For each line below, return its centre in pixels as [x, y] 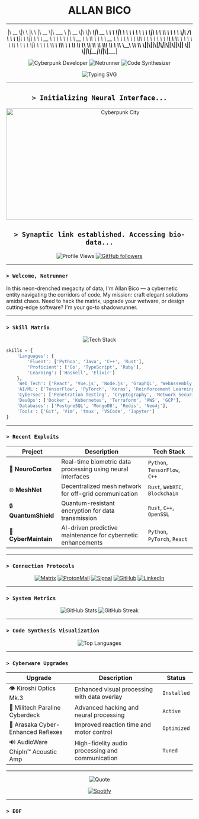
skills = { [20, 351]
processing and [96, 751]
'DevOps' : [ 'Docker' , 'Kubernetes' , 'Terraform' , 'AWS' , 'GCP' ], [99, 401]
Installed [176, 693]
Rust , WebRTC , [166, 487]
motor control [93, 732]
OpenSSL [159, 514]
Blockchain [163, 493]
